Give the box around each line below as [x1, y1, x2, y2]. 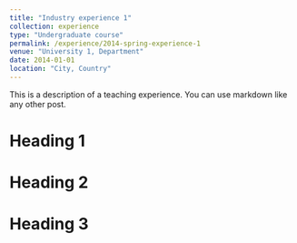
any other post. [9, 98, 66, 109]
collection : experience [9, 22, 100, 31]
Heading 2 [9, 172, 89, 193]
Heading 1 [9, 131, 86, 151]
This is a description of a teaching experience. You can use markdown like [9, 88, 288, 100]
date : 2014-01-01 [9, 56, 75, 65]
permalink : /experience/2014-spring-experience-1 [9, 38, 202, 48]
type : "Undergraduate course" [9, 30, 124, 39]
